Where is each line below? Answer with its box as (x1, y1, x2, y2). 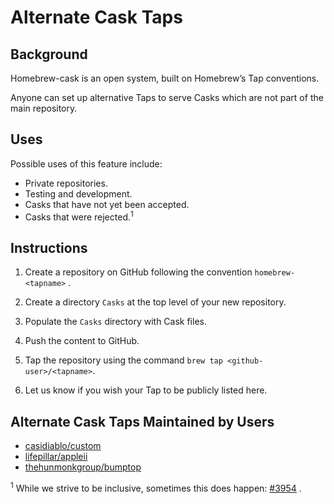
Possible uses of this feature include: (10, 157, 163, 170)
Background (10, 46, 88, 63)
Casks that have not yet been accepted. (24, 198, 190, 210)
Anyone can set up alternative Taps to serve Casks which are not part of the (10, 92, 324, 103)
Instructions (10, 239, 88, 256)
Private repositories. (24, 177, 108, 189)
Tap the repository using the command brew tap (24, 354, 223, 366)
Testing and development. (24, 187, 133, 200)
